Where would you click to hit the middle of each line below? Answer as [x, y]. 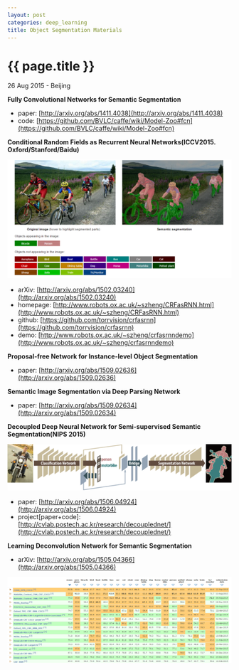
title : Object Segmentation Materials [65, 30]
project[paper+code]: [49, 517]
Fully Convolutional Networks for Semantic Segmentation [94, 100]
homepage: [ [36, 305]
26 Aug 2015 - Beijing [39, 86]
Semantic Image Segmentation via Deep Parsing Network [94, 392]
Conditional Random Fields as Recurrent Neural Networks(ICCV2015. [112, 142]
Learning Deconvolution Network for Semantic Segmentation [100, 546]
